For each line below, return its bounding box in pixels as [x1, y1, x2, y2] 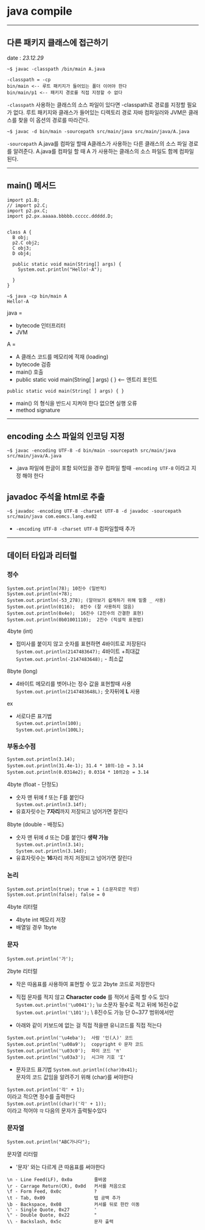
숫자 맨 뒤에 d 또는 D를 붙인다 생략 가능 [15, 834, 109, 841]
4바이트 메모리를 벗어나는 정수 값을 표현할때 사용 [15, 680, 131, 687]
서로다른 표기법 [15, 712, 52, 720]
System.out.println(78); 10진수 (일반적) [7, 585, 107, 592]
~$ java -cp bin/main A [7, 293, 68, 299]
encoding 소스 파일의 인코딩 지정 [7, 431, 125, 442]
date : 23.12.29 [7, 54, 44, 62]
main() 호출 [15, 368, 44, 376]
